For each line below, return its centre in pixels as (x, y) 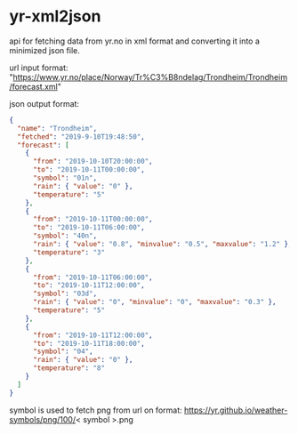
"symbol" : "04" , (63, 352)
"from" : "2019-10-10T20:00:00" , (93, 162)
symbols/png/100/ (43, 419)
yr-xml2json (55, 16)
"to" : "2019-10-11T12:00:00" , (89, 285)
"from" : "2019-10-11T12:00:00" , (93, 335)
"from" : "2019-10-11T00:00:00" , (93, 220)
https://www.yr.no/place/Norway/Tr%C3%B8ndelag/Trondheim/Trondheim (150, 76)
